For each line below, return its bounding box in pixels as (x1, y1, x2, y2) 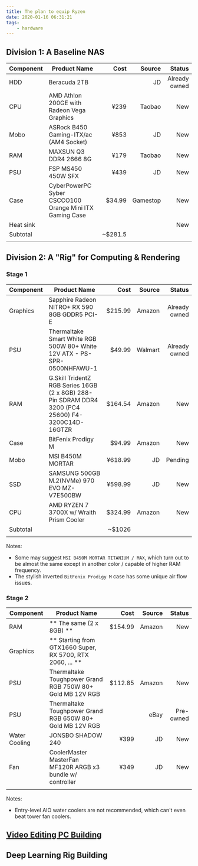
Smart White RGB (48, 334, 97, 343)
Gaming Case (48, 211, 87, 219)
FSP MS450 (48, 165, 82, 173)
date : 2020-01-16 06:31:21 (6, 14, 72, 20)
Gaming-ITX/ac (48, 131, 93, 139)
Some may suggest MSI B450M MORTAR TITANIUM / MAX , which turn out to (14, 554, 189, 561)
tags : (6, 19, 19, 25)
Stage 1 (6, 270, 28, 278)
